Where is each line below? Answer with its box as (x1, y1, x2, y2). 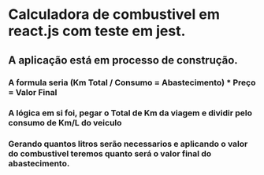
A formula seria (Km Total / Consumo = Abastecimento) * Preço (8, 77, 256, 88)
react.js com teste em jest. (8, 22, 186, 40)
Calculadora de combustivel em (8, 5, 221, 24)
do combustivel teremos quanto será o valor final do (8, 148, 212, 159)
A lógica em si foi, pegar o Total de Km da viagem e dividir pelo (8, 108, 253, 118)
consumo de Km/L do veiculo (8, 118, 122, 129)
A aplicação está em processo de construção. (8, 53, 238, 67)
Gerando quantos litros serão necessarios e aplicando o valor (8, 139, 248, 150)
